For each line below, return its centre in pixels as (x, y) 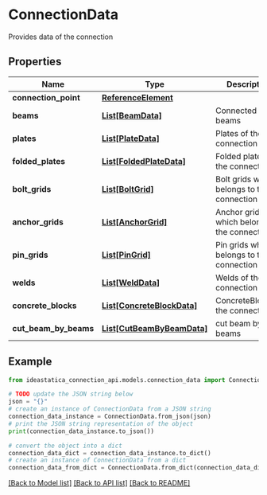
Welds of (232, 278)
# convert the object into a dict (66, 446)
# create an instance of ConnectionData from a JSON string (110, 409)
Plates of (232, 133)
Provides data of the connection (61, 37)
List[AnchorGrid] (135, 222)
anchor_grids (38, 222)
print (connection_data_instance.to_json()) (81, 431)
